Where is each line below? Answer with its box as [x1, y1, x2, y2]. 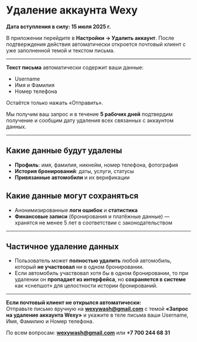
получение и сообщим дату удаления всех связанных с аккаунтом [6, 117, 174, 124]
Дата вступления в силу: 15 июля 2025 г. [6, 23, 111, 30]
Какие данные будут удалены [6, 145, 123, 156]
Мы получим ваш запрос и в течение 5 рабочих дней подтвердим [6, 110, 173, 118]
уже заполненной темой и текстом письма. [6, 47, 116, 54]
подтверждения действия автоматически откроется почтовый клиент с [6, 41, 186, 48]
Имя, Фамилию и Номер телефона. [6, 318, 94, 325]
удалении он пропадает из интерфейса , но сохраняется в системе [14, 276, 186, 283]
